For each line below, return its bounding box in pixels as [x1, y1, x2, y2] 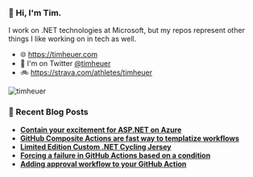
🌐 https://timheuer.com [19, 50, 98, 60]
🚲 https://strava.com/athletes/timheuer [19, 68, 153, 77]
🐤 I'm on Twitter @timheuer [19, 59, 111, 68]
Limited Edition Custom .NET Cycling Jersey [19, 142, 172, 151]
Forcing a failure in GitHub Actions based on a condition [19, 150, 211, 160]
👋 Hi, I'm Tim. [8, 7, 62, 19]
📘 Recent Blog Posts [8, 106, 89, 117]
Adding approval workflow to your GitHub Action [19, 158, 187, 168]
